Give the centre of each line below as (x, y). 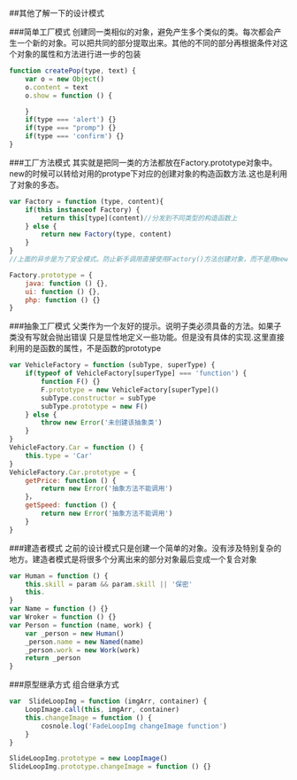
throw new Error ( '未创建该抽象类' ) (102, 423)
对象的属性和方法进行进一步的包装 (79, 54)
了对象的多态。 (36, 184)
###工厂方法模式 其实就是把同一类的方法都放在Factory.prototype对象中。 (143, 162)
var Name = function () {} (59, 609)
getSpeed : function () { (71, 505)
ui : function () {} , (63, 292)
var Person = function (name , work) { (80, 625)
